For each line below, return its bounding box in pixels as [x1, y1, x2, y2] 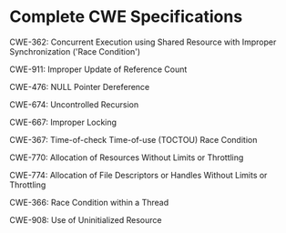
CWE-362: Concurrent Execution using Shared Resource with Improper [9, 36, 277, 47]
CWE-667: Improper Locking [9, 116, 117, 127]
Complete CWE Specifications [9, 6, 243, 27]
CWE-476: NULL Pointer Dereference [9, 81, 150, 92]
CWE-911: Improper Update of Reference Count [9, 64, 188, 75]
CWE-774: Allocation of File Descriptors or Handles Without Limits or [9, 169, 268, 180]
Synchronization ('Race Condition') [9, 46, 141, 56]
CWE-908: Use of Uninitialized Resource [9, 214, 162, 225]
